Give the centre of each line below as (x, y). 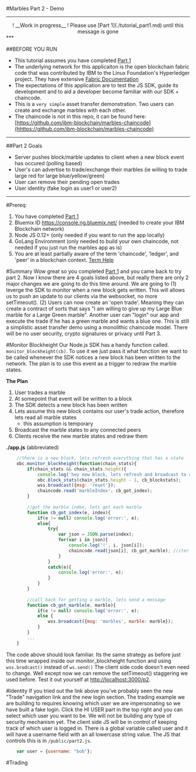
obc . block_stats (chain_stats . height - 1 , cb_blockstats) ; (109, 480)
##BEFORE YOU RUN (32, 49)
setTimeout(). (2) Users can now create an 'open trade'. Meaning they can (95, 302)
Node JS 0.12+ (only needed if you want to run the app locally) (90, 235)
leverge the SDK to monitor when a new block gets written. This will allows (96, 290)
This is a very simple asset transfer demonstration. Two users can (94, 104)
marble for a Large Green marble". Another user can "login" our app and (93, 315)
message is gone (98, 31)
